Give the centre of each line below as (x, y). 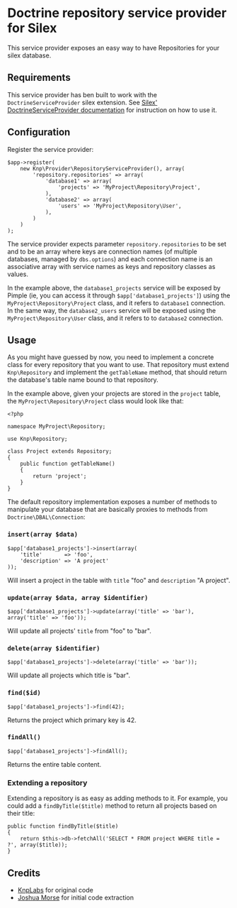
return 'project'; (60, 476)
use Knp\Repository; (38, 439)
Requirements (39, 78)
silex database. (29, 55)
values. (18, 274)
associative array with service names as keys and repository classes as (111, 266)
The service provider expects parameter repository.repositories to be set (117, 244)
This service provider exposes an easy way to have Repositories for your (114, 48)
